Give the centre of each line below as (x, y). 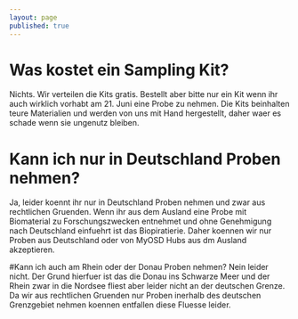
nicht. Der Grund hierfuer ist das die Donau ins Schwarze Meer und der (140, 276)
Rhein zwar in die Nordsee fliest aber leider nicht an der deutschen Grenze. (147, 286)
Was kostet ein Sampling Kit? (119, 70)
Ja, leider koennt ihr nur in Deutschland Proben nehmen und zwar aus (137, 202)
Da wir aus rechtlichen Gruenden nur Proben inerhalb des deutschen (135, 296)
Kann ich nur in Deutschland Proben (145, 159)
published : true (39, 26)
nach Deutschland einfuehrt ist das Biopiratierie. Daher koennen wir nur (141, 231)
